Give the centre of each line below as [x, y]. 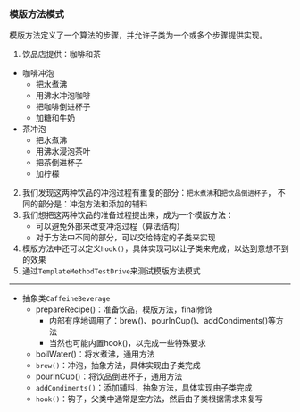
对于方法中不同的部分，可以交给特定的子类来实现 [125, 238]
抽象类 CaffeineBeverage [66, 298]
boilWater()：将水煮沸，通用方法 [95, 354]
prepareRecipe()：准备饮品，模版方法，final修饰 [124, 309]
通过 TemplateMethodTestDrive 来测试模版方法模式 [111, 271]
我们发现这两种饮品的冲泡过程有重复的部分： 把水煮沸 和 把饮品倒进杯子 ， [149, 193]
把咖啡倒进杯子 [63, 107]
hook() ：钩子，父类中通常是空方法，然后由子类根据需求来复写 [149, 399]
